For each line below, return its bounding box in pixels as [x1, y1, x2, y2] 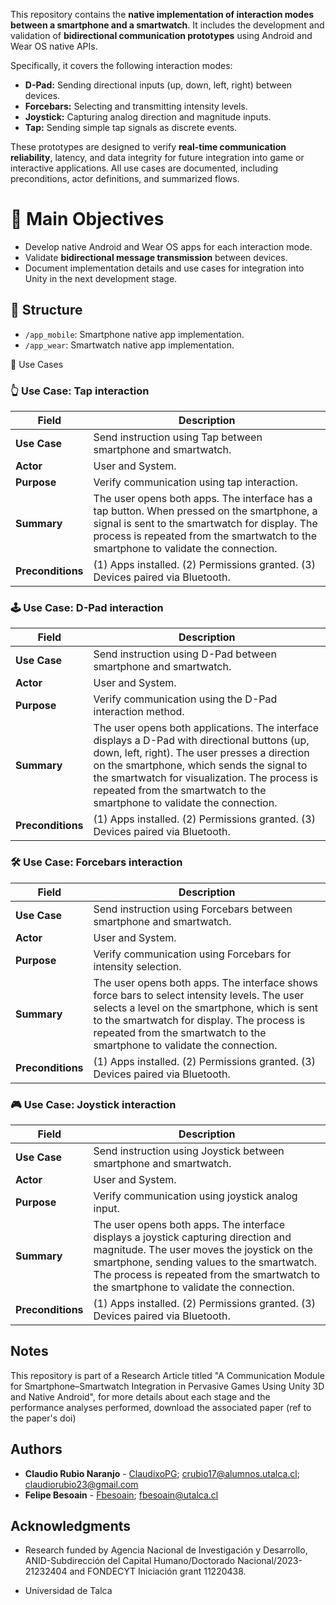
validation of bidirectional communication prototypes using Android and [10, 30, 313, 41]
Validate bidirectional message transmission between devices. [24, 251, 288, 263]
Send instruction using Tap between [93, 430, 263, 444]
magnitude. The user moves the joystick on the [93, 1242, 313, 1256]
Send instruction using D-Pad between [93, 647, 277, 661]
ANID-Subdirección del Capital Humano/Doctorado [24, 1555, 236, 1567]
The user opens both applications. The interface [93, 721, 320, 735]
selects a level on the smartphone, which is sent [93, 1000, 319, 1014]
